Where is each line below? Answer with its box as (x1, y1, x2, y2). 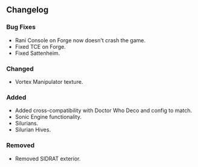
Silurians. (14, 120, 39, 127)
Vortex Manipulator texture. (14, 78, 83, 85)
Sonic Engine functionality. (14, 113, 81, 121)
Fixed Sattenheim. (14, 49, 60, 57)
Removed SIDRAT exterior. (14, 155, 81, 162)
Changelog (6, 5, 49, 15)
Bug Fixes (6, 23, 36, 31)
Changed (6, 65, 34, 73)
